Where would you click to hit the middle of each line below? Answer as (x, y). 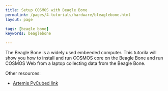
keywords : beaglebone (28, 34)
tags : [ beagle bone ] (27, 29)
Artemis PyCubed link (35, 83)
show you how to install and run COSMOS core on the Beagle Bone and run (84, 58)
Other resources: (23, 73)
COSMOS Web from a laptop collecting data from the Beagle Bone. (75, 63)
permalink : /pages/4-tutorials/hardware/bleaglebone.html (68, 15)
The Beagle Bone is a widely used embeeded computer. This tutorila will (81, 53)
